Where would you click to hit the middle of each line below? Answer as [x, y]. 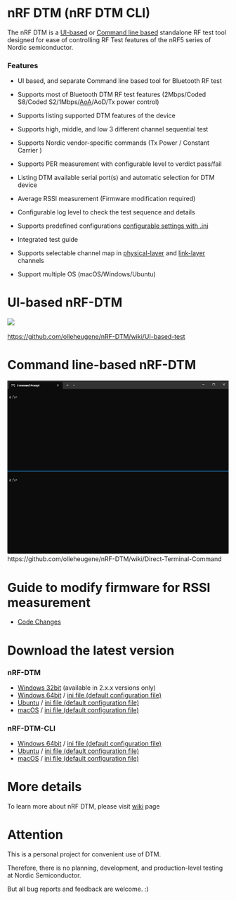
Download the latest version [91, 650]
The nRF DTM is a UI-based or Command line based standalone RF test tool [117, 32]
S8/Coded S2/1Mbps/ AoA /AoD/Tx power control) [88, 102]
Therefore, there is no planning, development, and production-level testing [115, 868]
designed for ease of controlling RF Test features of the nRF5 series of [109, 39]
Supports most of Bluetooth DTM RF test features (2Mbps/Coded [112, 95]
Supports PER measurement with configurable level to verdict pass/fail [120, 164]
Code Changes [39, 622]
